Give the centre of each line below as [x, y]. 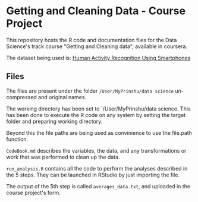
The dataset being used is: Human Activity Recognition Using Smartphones [98, 58]
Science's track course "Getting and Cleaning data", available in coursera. [97, 46]
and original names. [62, 97]
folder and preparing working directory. [54, 121]
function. [17, 139]
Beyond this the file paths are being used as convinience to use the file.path [99, 132]
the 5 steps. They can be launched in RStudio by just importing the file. [93, 175]
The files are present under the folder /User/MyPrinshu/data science [90, 91]
